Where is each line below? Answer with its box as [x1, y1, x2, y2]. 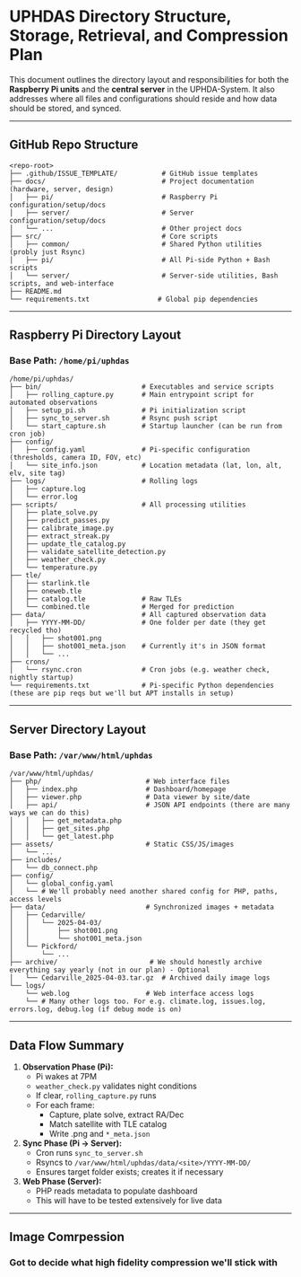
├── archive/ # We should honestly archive [9, 958, 262, 967]
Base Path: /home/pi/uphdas [9, 355, 130, 367]
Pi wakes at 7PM [35, 1070, 97, 1081]
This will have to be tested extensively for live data [35, 1194, 222, 1205]
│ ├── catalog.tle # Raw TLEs [9, 594, 182, 603]
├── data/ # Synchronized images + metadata [9, 903, 275, 912]
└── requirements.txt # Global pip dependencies [9, 295, 258, 304]
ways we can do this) [9, 808, 90, 818]
